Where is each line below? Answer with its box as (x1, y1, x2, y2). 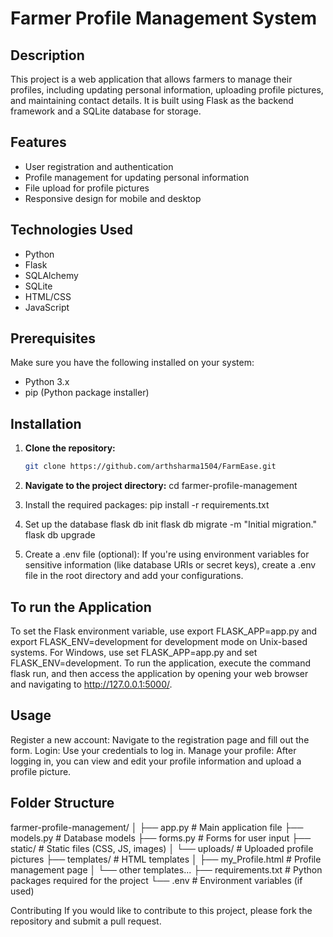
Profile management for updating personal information (24, 171, 250, 183)
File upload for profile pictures (24, 182, 150, 194)
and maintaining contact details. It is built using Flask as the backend (10, 95, 294, 106)
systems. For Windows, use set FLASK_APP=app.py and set (10, 646, 258, 658)
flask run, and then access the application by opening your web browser (10, 667, 309, 679)
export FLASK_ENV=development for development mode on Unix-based (10, 635, 308, 647)
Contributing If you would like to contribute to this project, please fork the (10, 904, 313, 916)
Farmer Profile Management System (10, 7, 318, 30)
